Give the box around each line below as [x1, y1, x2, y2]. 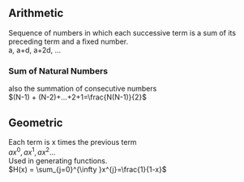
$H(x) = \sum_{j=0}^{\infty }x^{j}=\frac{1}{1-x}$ [8, 164, 167, 174]
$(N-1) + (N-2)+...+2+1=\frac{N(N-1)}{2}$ [8, 92, 148, 102]
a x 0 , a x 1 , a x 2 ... [8, 146, 56, 157]
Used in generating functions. [8, 155, 108, 165]
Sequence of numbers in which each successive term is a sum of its [8, 28, 237, 37]
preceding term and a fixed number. [8, 36, 128, 46]
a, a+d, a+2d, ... [8, 44, 62, 55]
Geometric [8, 116, 63, 129]
